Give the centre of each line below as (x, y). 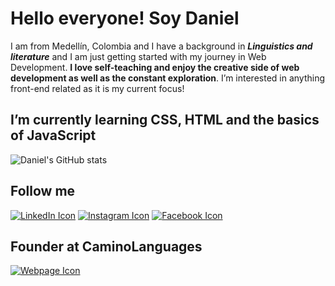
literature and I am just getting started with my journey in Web (138, 56)
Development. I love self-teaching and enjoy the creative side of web (155, 67)
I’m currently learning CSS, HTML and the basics (165, 120)
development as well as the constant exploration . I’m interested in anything (168, 78)
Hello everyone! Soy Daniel (125, 18)
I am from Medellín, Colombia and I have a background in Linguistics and (161, 46)
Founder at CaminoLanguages (106, 246)
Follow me (43, 191)
